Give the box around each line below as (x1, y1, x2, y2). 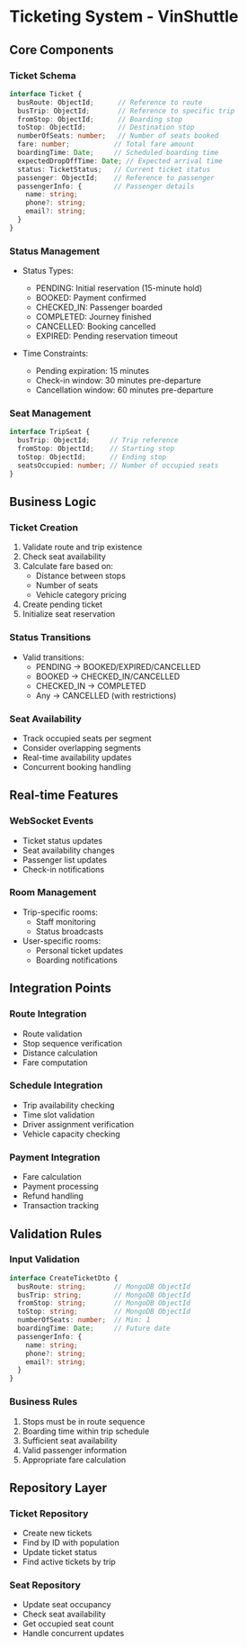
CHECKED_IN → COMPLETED (35, 680, 146, 691)
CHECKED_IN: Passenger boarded (35, 302, 163, 312)
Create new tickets (22, 1528, 93, 1539)
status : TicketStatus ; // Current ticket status (17, 165, 211, 174)
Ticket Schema (9, 69, 76, 82)
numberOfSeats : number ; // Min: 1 (17, 1316, 151, 1325)
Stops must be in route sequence (22, 1416, 146, 1426)
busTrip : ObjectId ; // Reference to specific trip (17, 106, 235, 115)
